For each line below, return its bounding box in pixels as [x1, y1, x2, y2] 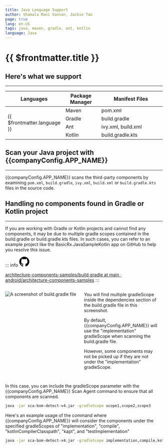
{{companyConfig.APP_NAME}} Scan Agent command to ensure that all [5, 388, 153, 394]
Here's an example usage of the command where [5, 412, 107, 418]
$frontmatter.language [7, 119, 61, 126]
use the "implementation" [84, 328, 136, 334]
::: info [5, 262, 18, 268]
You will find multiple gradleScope [84, 291, 154, 297]
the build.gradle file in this [84, 302, 137, 308]
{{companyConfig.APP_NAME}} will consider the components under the [5, 417, 154, 423]
